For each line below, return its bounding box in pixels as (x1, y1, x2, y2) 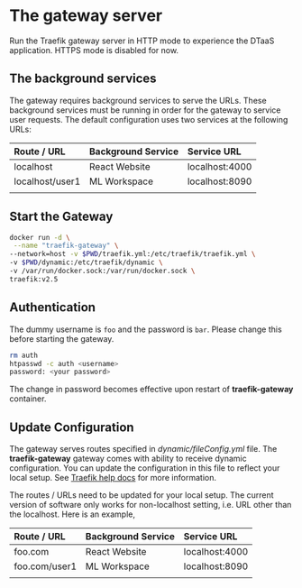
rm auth (9, 351, 39, 360)
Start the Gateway (9, 209, 114, 225)
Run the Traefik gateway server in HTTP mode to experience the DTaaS (9, 35, 275, 46)
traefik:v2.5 (9, 274, 59, 284)
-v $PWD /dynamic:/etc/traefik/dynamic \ (9, 258, 164, 267)
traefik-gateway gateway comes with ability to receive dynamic (9, 453, 247, 464)
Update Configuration (9, 419, 134, 435)
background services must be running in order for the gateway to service (9, 105, 281, 115)
